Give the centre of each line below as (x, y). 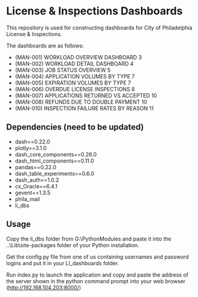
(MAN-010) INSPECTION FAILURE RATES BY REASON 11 (84, 108)
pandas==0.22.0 (36, 167)
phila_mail (27, 199)
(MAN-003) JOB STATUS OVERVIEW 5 (63, 70)
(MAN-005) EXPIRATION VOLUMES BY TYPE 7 (73, 83)
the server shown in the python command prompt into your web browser (96, 281)
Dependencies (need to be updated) (75, 127)
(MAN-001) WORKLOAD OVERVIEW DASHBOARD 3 (78, 57)
